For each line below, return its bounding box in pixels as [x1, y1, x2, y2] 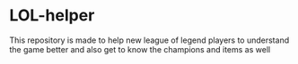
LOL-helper [9, 5, 95, 26]
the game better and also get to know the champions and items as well [9, 44, 271, 54]
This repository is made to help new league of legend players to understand [9, 35, 290, 45]
